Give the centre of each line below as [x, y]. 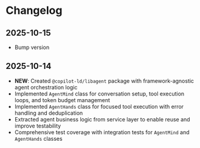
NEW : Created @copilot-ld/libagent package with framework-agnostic [104, 81]
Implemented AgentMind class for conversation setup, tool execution [99, 94]
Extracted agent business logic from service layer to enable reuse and [102, 119]
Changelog [34, 11]
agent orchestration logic [46, 87]
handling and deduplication [49, 113]
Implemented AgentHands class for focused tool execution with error [99, 106]
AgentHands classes [38, 138]
